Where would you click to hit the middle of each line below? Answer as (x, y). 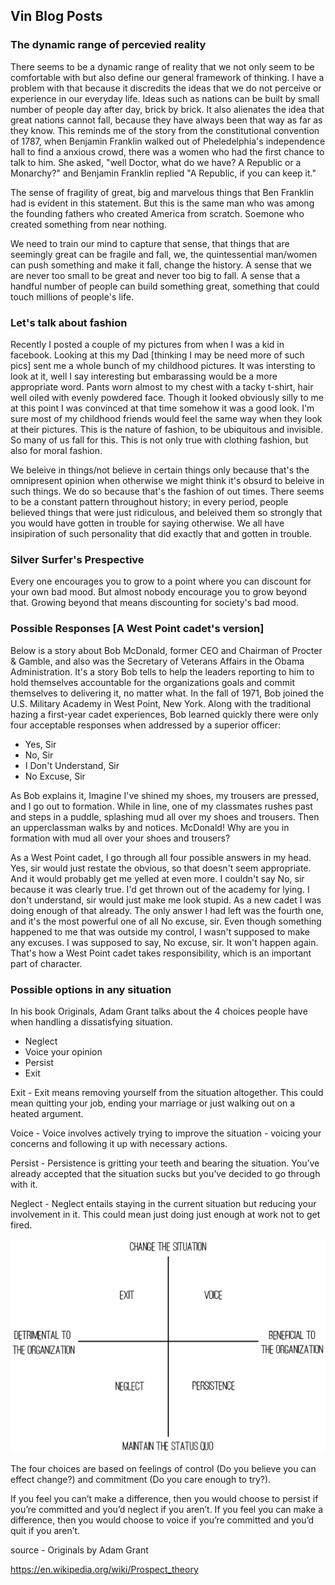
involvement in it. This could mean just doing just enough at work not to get (165, 1214)
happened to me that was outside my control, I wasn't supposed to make (160, 931)
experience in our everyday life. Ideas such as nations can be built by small (165, 98)
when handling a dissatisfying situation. (91, 1021)
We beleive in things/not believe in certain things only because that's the (160, 470)
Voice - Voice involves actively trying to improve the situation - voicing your (166, 1133)
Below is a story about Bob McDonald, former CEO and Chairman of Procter (166, 650)
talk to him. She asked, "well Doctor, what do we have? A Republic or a (156, 162)
